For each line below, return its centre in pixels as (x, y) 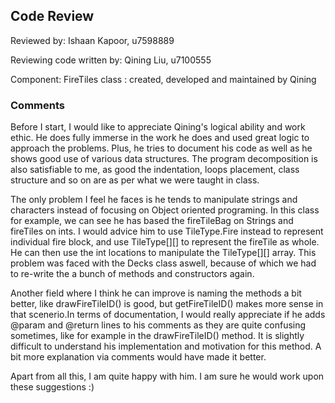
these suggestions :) (52, 387)
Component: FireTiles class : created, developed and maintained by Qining (163, 79)
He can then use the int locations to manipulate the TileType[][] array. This (163, 253)
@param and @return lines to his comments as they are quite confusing (158, 325)
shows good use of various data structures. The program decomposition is (164, 159)
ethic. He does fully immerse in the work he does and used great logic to (160, 138)
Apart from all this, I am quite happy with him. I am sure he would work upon (167, 376)
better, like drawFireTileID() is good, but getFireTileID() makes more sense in (167, 304)
